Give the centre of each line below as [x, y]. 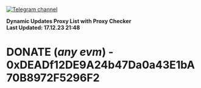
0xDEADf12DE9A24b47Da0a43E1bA [100, 65]
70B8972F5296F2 [53, 78]
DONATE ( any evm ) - [60, 52]
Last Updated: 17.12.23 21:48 [43, 28]
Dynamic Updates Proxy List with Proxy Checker [69, 21]
